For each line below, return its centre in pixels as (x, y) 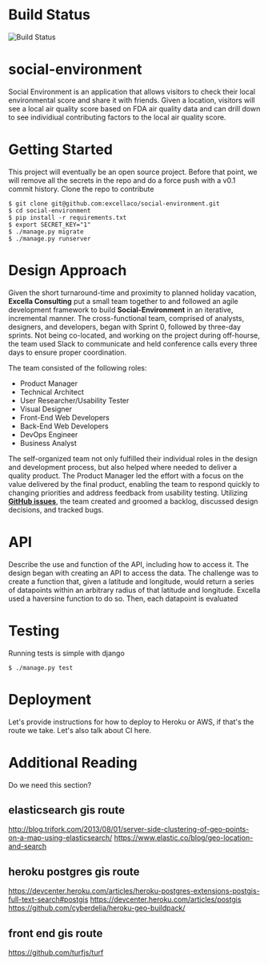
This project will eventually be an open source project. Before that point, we (133, 172)
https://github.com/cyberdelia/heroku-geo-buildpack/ (97, 908)
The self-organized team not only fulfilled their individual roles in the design (133, 458)
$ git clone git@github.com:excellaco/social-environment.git (114, 203)
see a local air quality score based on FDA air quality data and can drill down (134, 108)
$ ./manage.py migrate (46, 231)
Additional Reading (73, 762)
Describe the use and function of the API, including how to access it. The (129, 564)
